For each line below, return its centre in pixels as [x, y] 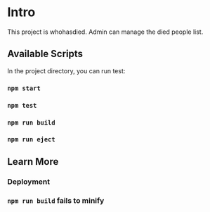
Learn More [33, 162]
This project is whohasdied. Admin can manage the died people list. [105, 32]
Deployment [29, 182]
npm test [22, 105]
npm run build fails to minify [56, 200]
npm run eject [31, 139]
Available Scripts [45, 54]
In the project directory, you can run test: [66, 70]
